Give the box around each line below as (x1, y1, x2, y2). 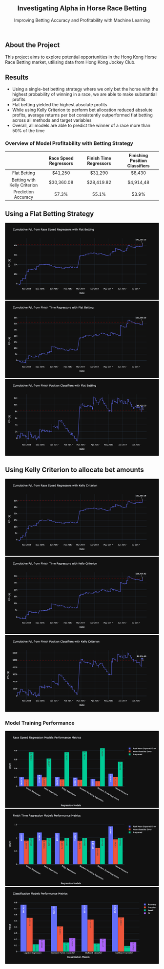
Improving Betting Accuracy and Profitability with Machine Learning (14, 17, 150, 23)
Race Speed (48, 155, 74, 161)
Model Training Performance (5, 719, 75, 726)
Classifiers (127, 163, 150, 169)
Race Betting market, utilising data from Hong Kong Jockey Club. (5, 59, 136, 65)
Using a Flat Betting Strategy (5, 209, 94, 218)
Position (130, 158, 147, 163)
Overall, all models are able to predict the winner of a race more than (12, 122, 150, 129)
